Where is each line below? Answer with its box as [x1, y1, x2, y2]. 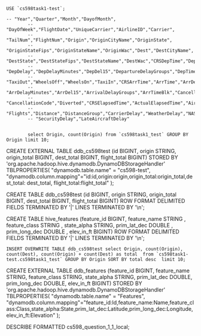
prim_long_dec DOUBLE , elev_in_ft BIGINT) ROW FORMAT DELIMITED [6, 228, 179, 235]
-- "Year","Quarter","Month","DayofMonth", [6, 16, 117, 22]
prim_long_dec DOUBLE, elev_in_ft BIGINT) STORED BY [6, 280, 142, 287]
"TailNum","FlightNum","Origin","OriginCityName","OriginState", [6, 37, 172, 43]
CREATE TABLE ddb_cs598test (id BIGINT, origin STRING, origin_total [6, 191, 176, 198]
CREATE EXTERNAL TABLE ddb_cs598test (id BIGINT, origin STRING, [6, 148, 176, 154]
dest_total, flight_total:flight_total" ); [26, 179, 114, 186]
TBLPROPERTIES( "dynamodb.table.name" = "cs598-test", [6, 167, 151, 173]
